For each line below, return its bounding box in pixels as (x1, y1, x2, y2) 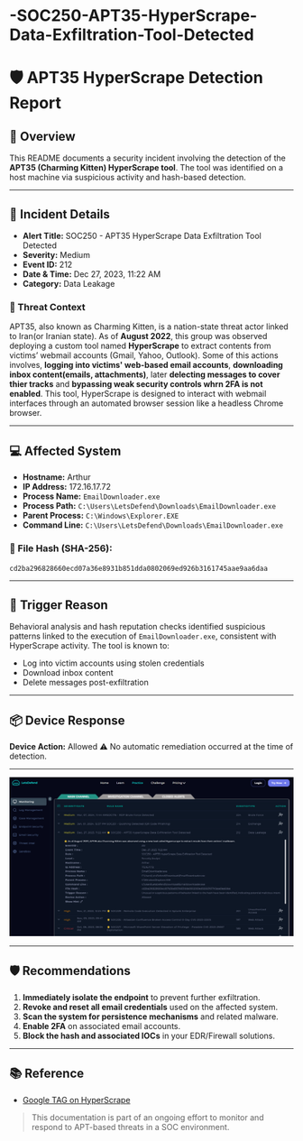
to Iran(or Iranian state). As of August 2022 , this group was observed (9, 331, 268, 342)
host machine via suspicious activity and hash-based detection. (9, 172, 246, 183)
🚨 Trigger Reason (9, 597, 108, 612)
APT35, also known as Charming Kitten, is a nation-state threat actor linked (9, 321, 289, 332)
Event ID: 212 (22, 259, 73, 270)
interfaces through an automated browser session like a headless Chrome (9, 398, 284, 409)
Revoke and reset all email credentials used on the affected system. (22, 1001, 279, 1012)
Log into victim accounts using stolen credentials (22, 658, 205, 668)
